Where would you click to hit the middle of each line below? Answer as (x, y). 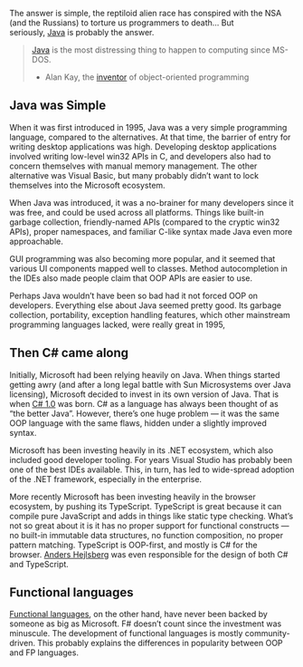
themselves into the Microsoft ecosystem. (87, 185)
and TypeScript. (39, 564)
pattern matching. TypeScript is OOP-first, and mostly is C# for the (133, 545)
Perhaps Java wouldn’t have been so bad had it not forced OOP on (134, 295)
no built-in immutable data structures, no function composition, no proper (146, 535)
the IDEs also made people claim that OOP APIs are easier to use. (131, 278)
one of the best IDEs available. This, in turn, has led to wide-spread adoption (152, 469)
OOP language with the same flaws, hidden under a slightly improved (138, 423)
